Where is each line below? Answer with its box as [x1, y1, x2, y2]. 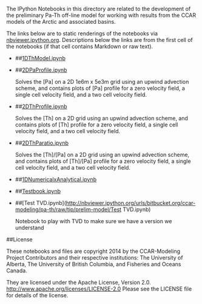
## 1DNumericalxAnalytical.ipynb [15, 176, 97, 183]
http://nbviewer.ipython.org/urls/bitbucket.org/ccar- [66, 199, 196, 206]
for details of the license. [6, 292, 69, 299]
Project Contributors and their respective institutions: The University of [6, 254, 183, 261]
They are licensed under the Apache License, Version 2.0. [6, 279, 152, 286]
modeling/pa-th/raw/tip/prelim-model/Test [15, 206, 122, 213]
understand [15, 224, 44, 231]
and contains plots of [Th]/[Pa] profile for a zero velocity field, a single [15, 157, 191, 165]
